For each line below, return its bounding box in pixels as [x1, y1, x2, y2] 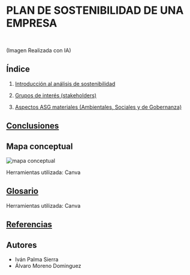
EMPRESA [6, 16, 58, 30]
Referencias [6, 220, 53, 230]
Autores [6, 240, 37, 250]
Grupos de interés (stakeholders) [14, 91, 97, 99]
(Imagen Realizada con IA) [6, 47, 71, 54]
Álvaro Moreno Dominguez [14, 262, 82, 270]
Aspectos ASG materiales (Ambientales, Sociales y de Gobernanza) [14, 103, 182, 110]
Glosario [6, 186, 39, 196]
